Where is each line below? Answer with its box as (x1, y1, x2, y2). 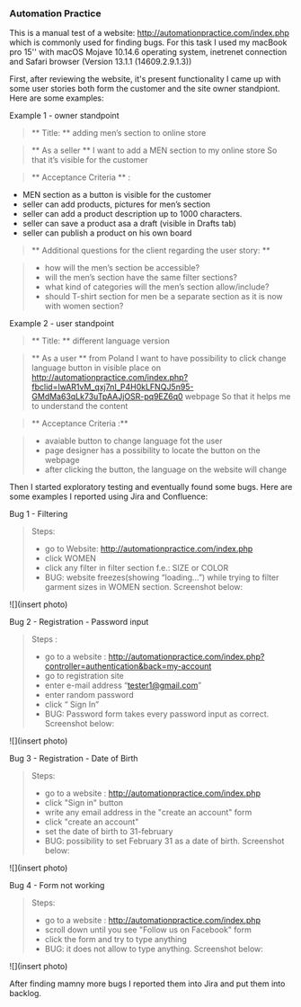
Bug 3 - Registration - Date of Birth (9, 753, 138, 764)
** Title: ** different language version (31, 335, 171, 346)
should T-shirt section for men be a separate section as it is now (44, 291, 283, 302)
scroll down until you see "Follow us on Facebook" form (44, 924, 252, 935)
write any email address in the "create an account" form (44, 807, 252, 818)
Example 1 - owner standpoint (9, 111, 120, 121)
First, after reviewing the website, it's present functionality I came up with (9, 74, 281, 85)
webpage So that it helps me (184, 391, 291, 402)
